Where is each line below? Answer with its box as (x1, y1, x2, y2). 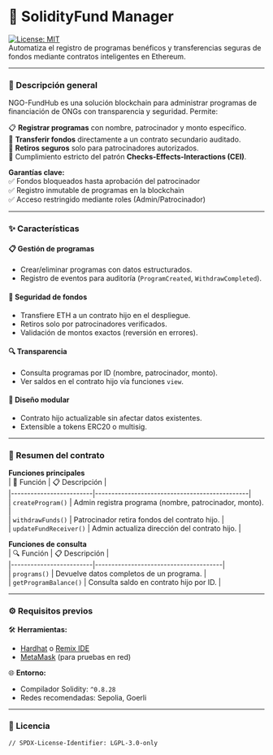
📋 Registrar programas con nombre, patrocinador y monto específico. (8, 123, 246, 133)
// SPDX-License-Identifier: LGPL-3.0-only (8, 739, 158, 747)
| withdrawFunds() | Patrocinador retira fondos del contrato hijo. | (8, 515, 225, 525)
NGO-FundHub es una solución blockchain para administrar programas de (8, 98, 258, 108)
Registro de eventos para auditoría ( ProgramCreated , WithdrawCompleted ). (19, 273, 262, 283)
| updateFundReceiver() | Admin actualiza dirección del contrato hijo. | (8, 524, 241, 534)
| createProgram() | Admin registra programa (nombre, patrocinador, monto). (8, 498, 264, 508)
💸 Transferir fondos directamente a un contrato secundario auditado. (8, 134, 241, 145)
